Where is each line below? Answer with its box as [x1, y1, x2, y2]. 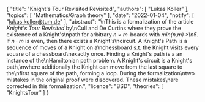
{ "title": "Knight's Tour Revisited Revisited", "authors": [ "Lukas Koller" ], [6, 5, 190, 12]
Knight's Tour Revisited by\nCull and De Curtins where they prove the [6, 24, 182, 32]
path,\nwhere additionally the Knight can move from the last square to [6, 63, 183, 70]
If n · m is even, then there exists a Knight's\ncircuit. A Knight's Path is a [6, 38, 188, 44]
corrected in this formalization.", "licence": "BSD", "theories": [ [6, 83, 163, 90]
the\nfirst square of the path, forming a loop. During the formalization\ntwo [6, 70, 195, 76]
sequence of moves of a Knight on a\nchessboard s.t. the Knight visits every [6, 44, 199, 51]
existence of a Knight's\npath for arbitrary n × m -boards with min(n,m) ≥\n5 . [6, 31, 199, 38]
